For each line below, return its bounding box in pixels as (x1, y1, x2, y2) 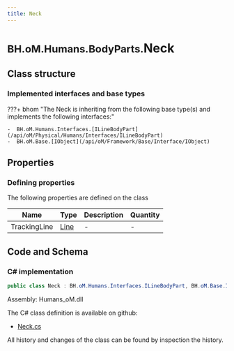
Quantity (130, 210, 160, 220)
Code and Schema (7, 246, 88, 257)
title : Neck (7, 10, 42, 17)
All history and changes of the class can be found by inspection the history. (7, 336, 224, 344)
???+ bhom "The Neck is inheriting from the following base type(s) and (7, 105, 211, 113)
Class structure (7, 68, 76, 80)
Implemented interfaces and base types (7, 89, 145, 98)
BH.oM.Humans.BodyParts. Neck (7, 40, 175, 56)
